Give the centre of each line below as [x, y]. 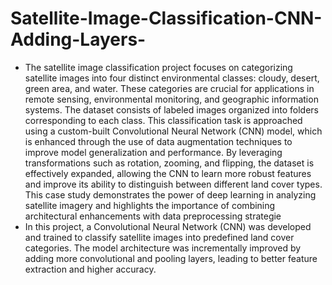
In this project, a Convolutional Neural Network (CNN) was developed [168, 226]
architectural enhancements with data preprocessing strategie [153, 216]
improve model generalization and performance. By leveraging [153, 152]
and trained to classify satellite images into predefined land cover [159, 237]
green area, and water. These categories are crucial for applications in [169, 88]
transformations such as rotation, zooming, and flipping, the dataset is [169, 163]
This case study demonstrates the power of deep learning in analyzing [170, 194]
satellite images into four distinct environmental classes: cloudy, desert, [172, 78]
